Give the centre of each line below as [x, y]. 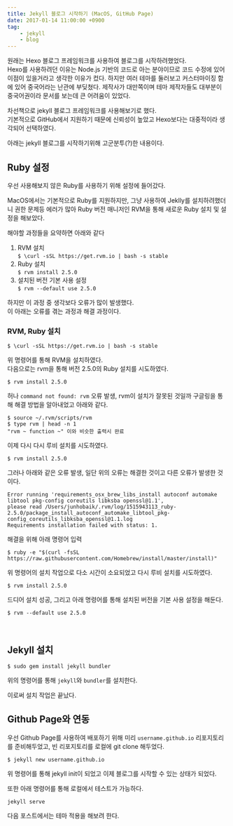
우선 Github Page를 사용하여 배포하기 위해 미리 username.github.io [101, 738]
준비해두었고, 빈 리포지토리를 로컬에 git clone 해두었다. [89, 746]
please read [24, 507]
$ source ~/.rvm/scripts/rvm [50, 418]
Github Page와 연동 [48, 719]
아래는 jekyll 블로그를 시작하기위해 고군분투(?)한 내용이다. [86, 143]
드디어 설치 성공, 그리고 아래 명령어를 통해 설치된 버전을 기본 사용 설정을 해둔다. [115, 600]
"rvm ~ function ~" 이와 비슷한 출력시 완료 [66, 432]
